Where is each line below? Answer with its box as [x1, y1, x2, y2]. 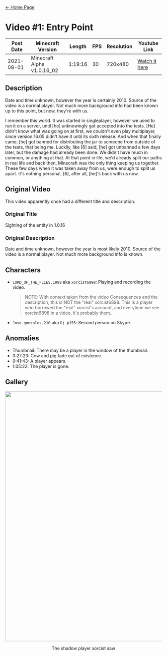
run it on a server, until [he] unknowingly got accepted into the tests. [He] [5, 122, 156, 129]
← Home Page [5, 4, 35, 10]
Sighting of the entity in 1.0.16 [5, 222, 66, 228]
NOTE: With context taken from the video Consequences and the [24, 294, 158, 300]
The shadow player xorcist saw [51, 645, 116, 651]
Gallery [5, 378, 28, 386]
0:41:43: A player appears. [12, 358, 67, 364]
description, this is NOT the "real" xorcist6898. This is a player [24, 299, 153, 305]
